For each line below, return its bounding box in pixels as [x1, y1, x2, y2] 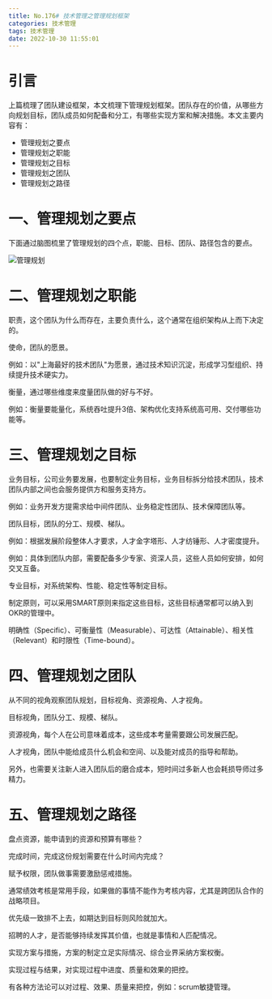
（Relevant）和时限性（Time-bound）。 [8, 636, 139, 645]
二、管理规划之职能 [8, 287, 137, 305]
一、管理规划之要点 [8, 210, 137, 228]
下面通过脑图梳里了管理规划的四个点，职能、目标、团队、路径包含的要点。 [8, 238, 257, 248]
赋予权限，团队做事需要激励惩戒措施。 [8, 868, 136, 878]
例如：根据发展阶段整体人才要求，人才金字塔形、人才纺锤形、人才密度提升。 [8, 536, 264, 546]
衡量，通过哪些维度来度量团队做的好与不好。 [8, 387, 158, 397]
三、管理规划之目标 [8, 446, 137, 465]
